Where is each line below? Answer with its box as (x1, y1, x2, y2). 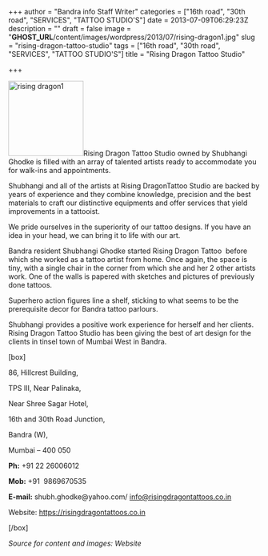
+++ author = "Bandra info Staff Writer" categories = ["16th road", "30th (8, 7, 246, 16)
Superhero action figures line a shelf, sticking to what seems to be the (8, 296, 239, 305)
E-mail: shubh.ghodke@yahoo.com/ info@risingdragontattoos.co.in (8, 492, 232, 502)
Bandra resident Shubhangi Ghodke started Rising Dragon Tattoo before (8, 246, 248, 256)
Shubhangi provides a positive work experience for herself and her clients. (8, 320, 254, 329)
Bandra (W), (8, 430, 48, 439)
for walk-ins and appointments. (8, 166, 111, 175)
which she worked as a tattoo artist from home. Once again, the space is (8, 255, 248, 264)
